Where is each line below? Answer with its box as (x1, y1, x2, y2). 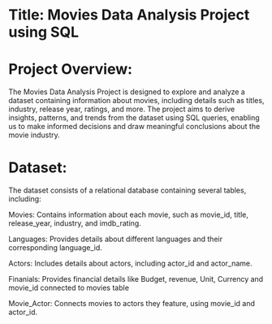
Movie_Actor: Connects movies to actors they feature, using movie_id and (8, 299, 256, 309)
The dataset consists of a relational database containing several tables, (8, 185, 247, 196)
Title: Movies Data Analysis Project (8, 6, 250, 24)
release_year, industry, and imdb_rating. (8, 218, 142, 228)
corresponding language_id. (8, 243, 103, 253)
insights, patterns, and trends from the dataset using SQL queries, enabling (8, 113, 260, 123)
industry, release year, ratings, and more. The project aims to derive (8, 104, 235, 114)
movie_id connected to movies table (8, 283, 130, 293)
